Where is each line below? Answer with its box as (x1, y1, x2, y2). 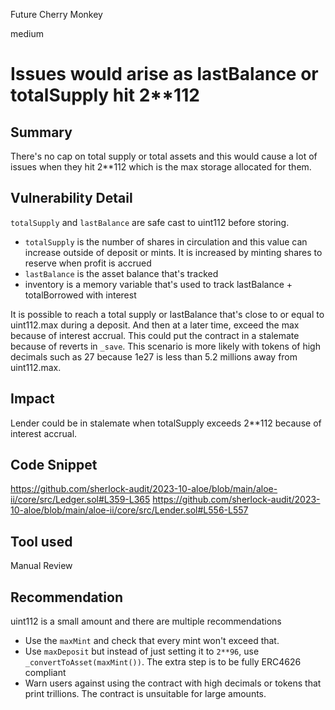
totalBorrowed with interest (24, 289, 137, 301)
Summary (10, 124, 73, 141)
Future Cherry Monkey (10, 9, 103, 20)
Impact (10, 390, 55, 408)
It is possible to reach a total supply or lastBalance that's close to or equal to (10, 308, 325, 320)
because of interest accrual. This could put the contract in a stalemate (10, 329, 300, 341)
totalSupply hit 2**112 (10, 84, 200, 107)
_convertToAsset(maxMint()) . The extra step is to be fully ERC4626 (24, 656, 302, 668)
